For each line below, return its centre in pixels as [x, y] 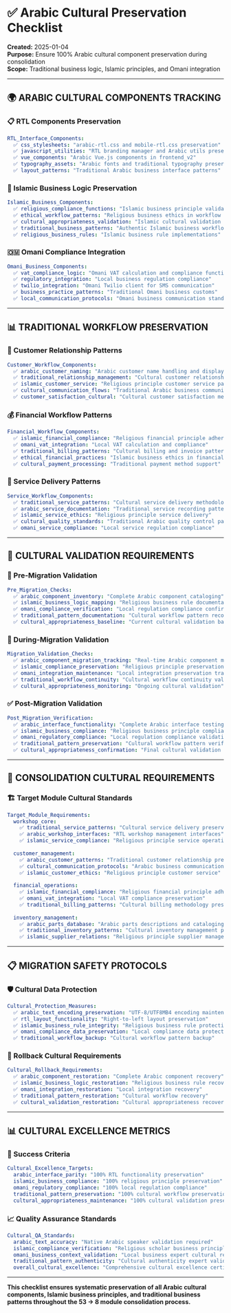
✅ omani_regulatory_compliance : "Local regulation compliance [105, 737]
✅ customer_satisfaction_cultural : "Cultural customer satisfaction [114, 397]
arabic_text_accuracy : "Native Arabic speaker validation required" [113, 1242]
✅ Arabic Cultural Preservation [97, 13]
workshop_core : [35, 821]
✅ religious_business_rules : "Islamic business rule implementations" [117, 235]
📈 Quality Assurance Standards [62, 1218]
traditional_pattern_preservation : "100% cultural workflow [101, 1194]
